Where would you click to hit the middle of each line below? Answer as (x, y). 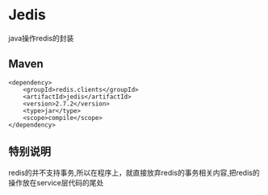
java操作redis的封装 (41, 38)
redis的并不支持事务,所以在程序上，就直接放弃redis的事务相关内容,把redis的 (134, 172)
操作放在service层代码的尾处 (56, 182)
